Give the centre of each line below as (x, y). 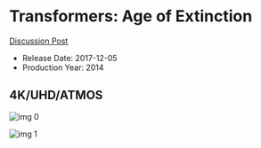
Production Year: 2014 (63, 67)
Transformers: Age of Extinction (131, 16)
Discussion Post (39, 41)
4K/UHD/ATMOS (56, 95)
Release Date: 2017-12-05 (69, 58)
